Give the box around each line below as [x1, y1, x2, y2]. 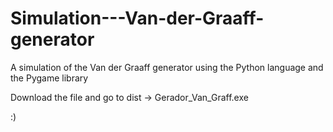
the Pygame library [10, 72, 89, 84]
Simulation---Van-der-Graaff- [10, 7, 265, 30]
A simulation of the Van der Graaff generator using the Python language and [10, 61, 324, 73]
